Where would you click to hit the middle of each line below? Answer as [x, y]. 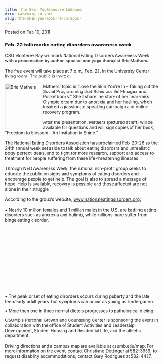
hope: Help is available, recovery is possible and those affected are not [76, 184]
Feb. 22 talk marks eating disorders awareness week [68, 45]
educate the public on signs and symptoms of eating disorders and [72, 174]
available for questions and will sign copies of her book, [98, 127]
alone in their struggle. [27, 189]
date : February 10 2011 [29, 14]
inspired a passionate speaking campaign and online [95, 106]
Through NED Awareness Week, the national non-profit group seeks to [76, 168]
